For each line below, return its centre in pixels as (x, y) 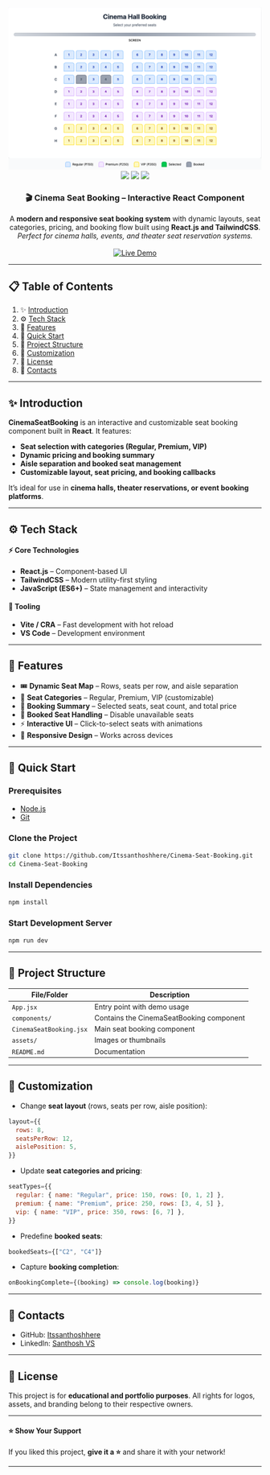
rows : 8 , (30, 1130)
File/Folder (49, 995)
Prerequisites (35, 791)
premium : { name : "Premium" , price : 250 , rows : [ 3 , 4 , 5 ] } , (120, 1203)
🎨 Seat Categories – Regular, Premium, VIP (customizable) (117, 697)
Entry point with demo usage (142, 1007)
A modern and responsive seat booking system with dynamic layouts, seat (135, 218)
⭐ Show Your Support (45, 1431)
